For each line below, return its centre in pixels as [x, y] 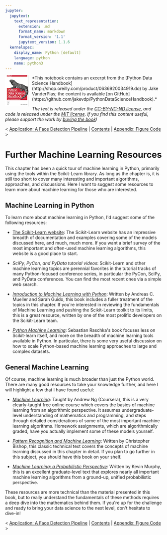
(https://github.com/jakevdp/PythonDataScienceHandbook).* [95, 99]
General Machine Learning [47, 367]
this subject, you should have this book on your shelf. [67, 457]
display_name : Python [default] [47, 52]
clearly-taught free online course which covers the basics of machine [83, 405]
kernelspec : [22, 47]
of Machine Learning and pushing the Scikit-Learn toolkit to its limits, [83, 310]
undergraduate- [138, 410]
